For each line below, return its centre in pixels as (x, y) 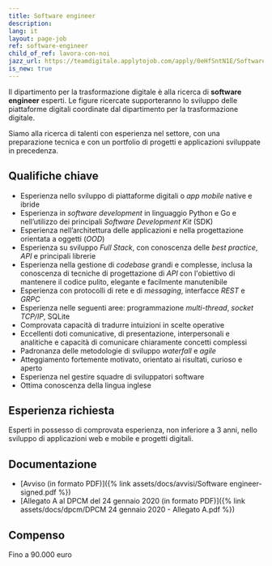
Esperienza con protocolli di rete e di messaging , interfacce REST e (132, 290)
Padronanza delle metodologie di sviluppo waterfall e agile (118, 350)
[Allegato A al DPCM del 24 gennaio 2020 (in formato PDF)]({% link (132, 501)
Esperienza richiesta (62, 410)
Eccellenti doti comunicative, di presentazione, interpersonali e (125, 333)
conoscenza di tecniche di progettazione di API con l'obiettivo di (127, 273)
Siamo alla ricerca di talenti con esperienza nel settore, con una (114, 133)
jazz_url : (25, 62)
